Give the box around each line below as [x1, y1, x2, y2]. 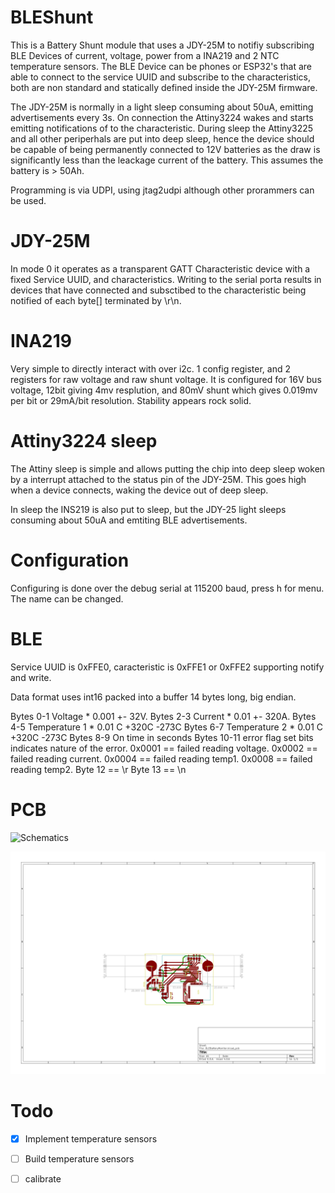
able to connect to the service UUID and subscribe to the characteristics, [10, 71, 312, 83]
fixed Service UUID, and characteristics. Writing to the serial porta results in [10, 273, 322, 285]
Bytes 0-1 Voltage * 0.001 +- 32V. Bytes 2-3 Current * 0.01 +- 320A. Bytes [10, 710, 317, 722]
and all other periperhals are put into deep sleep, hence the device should [10, 132, 315, 145]
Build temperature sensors [24, 1152, 135, 1165]
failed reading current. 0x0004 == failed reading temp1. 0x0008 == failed [10, 752, 313, 765]
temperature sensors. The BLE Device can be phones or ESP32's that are [10, 60, 312, 72]
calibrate [24, 1172, 62, 1185]
